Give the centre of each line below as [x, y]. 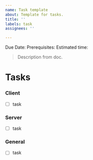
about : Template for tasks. [34, 15]
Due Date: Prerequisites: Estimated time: [47, 47]
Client [12, 93]
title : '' [15, 19]
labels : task [19, 24]
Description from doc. [40, 57]
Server [14, 117]
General [15, 141]
